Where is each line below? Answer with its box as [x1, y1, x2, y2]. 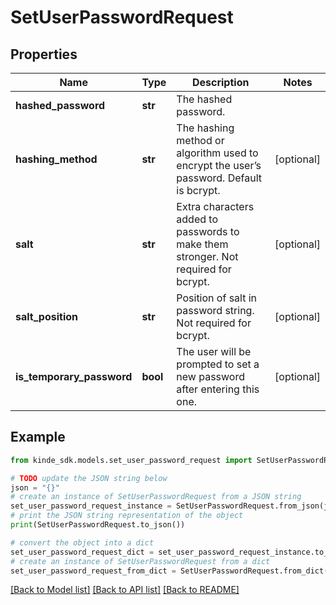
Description [191, 76, 250, 89]
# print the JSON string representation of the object [10, 511, 244, 521]
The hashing [176, 121, 235, 135]
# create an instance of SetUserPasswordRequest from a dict [10, 556, 271, 566]
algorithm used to [176, 146, 259, 160]
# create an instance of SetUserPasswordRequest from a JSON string [10, 492, 302, 502]
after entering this [176, 382, 260, 396]
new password [176, 370, 245, 383]
